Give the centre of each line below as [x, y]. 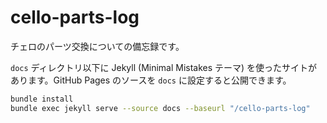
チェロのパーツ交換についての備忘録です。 [97, 46]
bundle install [42, 99]
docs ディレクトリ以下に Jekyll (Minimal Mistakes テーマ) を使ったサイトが [164, 67]
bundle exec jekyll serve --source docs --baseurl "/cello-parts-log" [160, 108]
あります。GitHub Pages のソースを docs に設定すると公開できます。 [151, 80]
